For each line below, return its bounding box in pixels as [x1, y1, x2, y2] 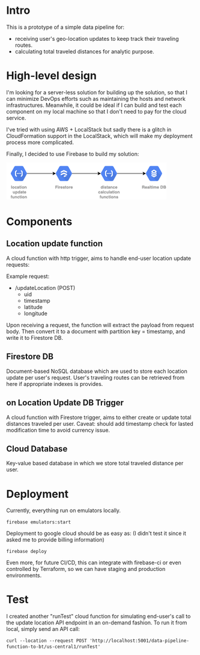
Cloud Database [6, 444, 68, 454]
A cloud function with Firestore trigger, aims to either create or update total [6, 414, 192, 421]
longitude [23, 310, 48, 317]
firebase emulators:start [6, 519, 71, 525]
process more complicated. [6, 139, 74, 146]
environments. [6, 572, 42, 579]
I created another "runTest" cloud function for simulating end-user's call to [6, 613, 191, 620]
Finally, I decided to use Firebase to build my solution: [6, 150, 139, 157]
